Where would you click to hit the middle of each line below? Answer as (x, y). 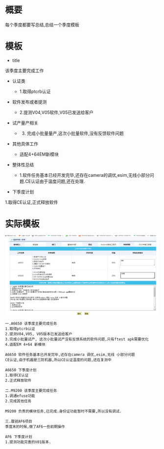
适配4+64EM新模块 (39, 154)
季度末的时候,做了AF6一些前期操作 (35, 427)
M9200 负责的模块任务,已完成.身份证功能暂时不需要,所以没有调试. (63, 412)
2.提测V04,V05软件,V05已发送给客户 (57, 112)
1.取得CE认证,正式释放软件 (32, 202)
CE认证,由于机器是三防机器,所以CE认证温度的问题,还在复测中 (58, 360)
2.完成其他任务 (18, 401)
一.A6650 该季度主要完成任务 (31, 324)
